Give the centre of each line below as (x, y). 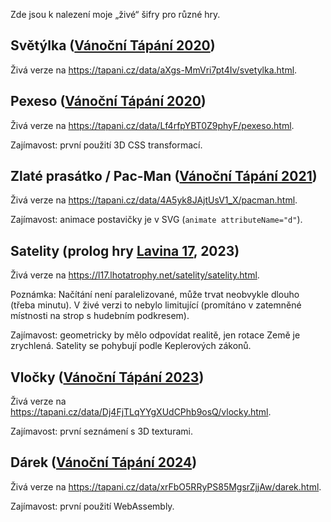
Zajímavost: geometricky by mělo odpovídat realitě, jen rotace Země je (155, 335)
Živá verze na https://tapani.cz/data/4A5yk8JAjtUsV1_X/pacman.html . (154, 200)
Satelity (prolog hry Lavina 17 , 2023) (125, 250)
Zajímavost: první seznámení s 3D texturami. (101, 431)
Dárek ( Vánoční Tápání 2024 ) (104, 462)
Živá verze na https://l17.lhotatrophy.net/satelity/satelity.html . (135, 275)
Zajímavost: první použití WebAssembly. (92, 506)
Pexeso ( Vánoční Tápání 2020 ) (108, 101)
